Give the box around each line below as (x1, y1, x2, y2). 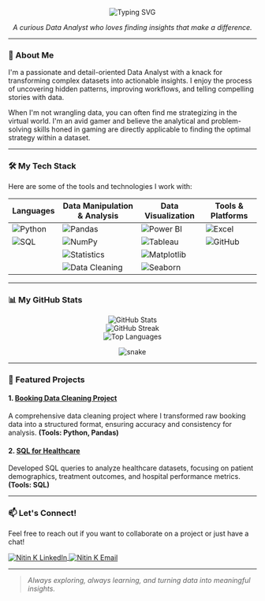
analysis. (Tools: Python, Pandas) (8, 428, 120, 437)
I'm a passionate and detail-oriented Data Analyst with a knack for (8, 68, 223, 77)
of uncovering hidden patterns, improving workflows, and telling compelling (8, 84, 254, 94)
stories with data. (8, 93, 65, 102)
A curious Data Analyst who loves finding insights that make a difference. (13, 23, 252, 32)
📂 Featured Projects (8, 374, 85, 385)
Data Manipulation (62, 200, 134, 211)
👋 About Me (8, 50, 54, 61)
